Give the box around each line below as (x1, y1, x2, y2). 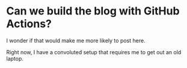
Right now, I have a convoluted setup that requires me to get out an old (6, 48, 182, 55)
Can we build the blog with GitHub (6, 4, 180, 18)
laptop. (6, 55, 24, 62)
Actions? (6, 17, 52, 31)
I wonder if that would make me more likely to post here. (6, 37, 146, 44)
